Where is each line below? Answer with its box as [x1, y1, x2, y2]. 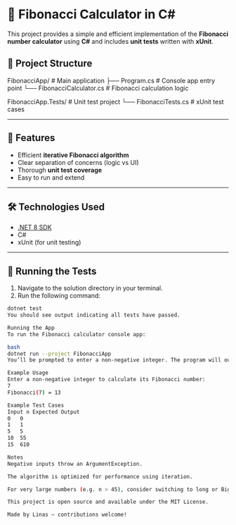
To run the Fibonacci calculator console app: [7, 331, 146, 338]
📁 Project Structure [7, 58, 93, 70]
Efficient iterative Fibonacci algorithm [17, 151, 129, 159]
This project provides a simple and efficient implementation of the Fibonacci [7, 30, 228, 38]
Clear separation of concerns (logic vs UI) [17, 158, 139, 166]
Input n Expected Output [7, 408, 80, 415]
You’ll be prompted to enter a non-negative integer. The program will [7, 357, 221, 364]
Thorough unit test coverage [17, 166, 103, 174]
